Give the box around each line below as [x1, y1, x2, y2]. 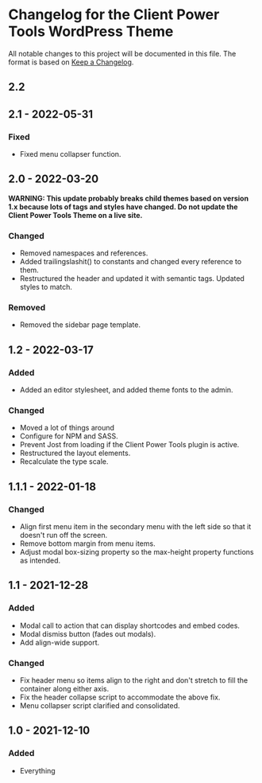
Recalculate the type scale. [19, 457, 109, 466]
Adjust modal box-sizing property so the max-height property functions [19, 547, 254, 557]
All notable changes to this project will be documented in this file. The [8, 49, 237, 58]
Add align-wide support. [19, 637, 100, 647]
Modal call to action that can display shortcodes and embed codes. [19, 621, 241, 630]
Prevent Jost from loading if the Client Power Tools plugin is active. [19, 440, 240, 450]
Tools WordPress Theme [8, 22, 174, 41]
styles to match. [19, 282, 73, 292]
